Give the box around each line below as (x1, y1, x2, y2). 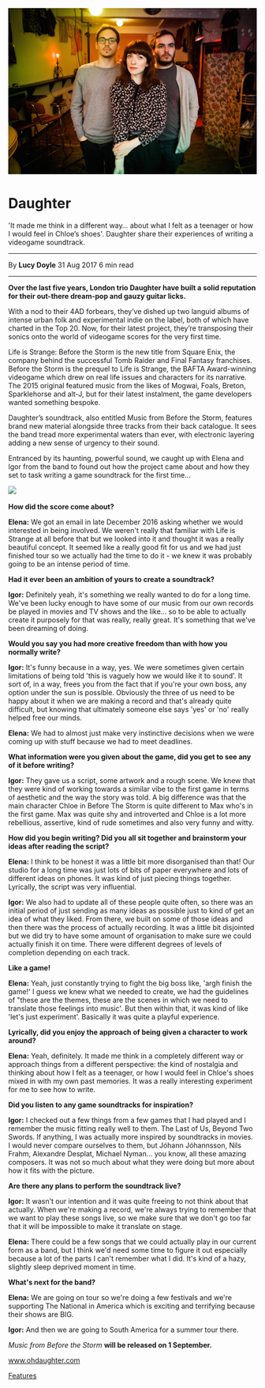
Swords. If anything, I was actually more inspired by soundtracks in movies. (8, 1133, 254, 1142)
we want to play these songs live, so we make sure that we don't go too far (8, 1213, 252, 1223)
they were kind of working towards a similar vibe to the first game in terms (8, 785, 250, 794)
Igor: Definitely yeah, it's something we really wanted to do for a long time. (8, 590, 251, 599)
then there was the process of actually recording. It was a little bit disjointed (8, 923, 255, 932)
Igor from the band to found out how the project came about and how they (8, 462, 250, 471)
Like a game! (8, 963, 51, 973)
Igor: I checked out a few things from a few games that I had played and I (8, 1115, 247, 1125)
